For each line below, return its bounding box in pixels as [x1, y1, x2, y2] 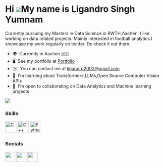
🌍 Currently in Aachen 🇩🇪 [12, 50, 69, 56]
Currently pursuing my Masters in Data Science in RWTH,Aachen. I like [5, 30, 150, 36]
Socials [5, 140, 23, 147]
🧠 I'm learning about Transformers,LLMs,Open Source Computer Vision [12, 73, 160, 79]
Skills [5, 110, 19, 117]
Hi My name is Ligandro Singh [5, 3, 135, 15]
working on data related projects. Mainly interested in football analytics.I [5, 36, 153, 42]
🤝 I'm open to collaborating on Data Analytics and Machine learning [12, 83, 152, 89]
